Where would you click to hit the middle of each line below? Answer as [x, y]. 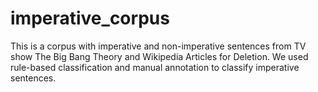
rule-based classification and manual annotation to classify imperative [155, 67]
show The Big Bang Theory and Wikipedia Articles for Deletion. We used [159, 56]
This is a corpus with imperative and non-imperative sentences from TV [158, 46]
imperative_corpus [90, 18]
